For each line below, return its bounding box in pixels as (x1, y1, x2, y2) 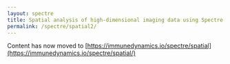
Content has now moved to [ (7, 42, 88, 50)
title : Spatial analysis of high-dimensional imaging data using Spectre (7, 17, 224, 23)
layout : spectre (7, 10, 54, 17)
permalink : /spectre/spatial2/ (7, 23, 97, 30)
